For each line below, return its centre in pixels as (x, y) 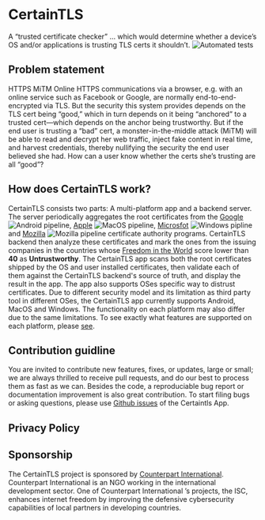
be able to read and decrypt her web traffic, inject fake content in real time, (131, 139)
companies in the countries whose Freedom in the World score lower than (129, 250)
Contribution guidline (62, 350)
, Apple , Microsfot (129, 225)
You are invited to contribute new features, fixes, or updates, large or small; (131, 370)
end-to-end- (216, 97)
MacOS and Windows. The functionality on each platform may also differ (127, 309)
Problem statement (57, 70)
